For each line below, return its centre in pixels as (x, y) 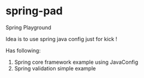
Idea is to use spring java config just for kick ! (62, 39)
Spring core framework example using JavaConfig (76, 62)
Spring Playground (28, 27)
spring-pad (34, 11)
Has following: (23, 50)
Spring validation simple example (55, 68)
